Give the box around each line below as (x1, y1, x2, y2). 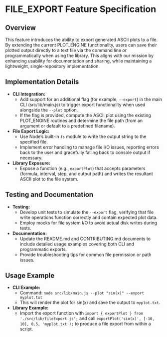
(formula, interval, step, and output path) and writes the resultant (19, 170, 153, 176)
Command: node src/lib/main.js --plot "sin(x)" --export (19, 290, 145, 296)
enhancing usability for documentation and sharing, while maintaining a (5, 58, 152, 63)
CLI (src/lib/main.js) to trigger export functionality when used (19, 101, 146, 107)
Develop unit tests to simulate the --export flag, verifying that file (19, 209, 154, 215)
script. (19, 326, 33, 332)
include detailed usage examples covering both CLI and (19, 241, 135, 247)
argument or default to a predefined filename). (19, 122, 116, 128)
